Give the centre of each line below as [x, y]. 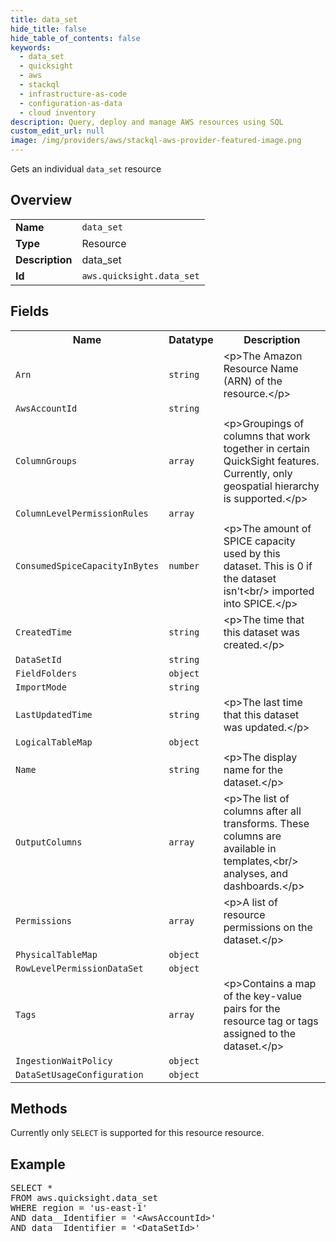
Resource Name [261, 368]
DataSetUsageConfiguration [79, 1074]
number [184, 565]
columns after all [262, 811]
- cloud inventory [58, 112]
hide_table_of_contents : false [75, 38]
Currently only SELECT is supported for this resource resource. [137, 1133]
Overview [41, 200]
